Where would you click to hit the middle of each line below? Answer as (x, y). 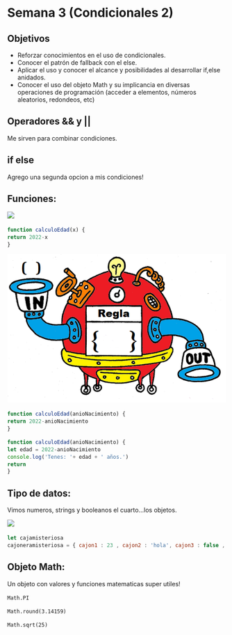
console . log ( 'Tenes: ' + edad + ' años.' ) (68, 457)
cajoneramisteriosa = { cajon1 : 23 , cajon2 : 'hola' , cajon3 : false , (116, 545)
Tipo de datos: (39, 493)
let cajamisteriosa (35, 538)
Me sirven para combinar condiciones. (62, 138)
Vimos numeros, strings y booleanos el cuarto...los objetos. (92, 510)
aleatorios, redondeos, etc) (56, 100)
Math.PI (18, 598)
